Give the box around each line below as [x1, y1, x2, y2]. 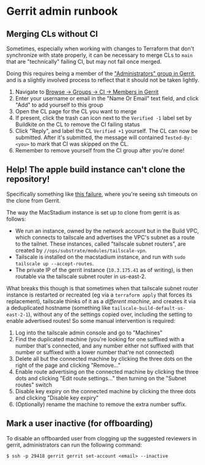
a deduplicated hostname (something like [6, 304, 111, 311]
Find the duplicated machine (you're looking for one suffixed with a [15, 335, 185, 342]
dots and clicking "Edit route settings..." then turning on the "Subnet [15, 374, 187, 382]
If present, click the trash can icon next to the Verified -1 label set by [15, 115, 192, 121]
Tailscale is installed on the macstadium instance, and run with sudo [15, 253, 185, 260]
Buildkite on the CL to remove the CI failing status [15, 121, 140, 128]
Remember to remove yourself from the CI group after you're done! [15, 147, 185, 154]
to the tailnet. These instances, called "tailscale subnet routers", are [15, 240, 186, 248]
